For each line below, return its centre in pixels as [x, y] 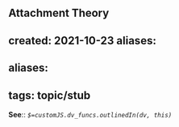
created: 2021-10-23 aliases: [83, 41]
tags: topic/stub [50, 95]
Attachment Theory [59, 13]
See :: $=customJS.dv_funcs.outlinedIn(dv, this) [90, 114]
